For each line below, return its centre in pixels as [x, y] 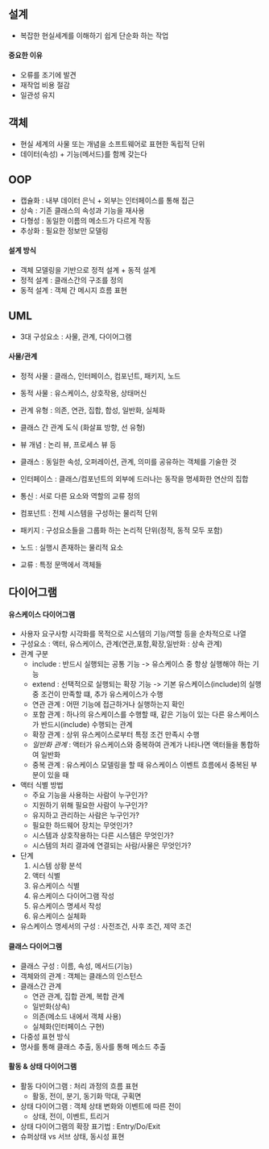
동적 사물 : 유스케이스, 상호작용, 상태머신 [83, 393]
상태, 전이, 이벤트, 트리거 [71, 1116]
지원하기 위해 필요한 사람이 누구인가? [90, 805]
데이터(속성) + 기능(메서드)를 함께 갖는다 [83, 154]
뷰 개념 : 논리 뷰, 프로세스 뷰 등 [68, 444]
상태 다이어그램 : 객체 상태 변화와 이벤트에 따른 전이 [100, 1106]
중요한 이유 [25, 56]
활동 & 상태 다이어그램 [43, 1067]
